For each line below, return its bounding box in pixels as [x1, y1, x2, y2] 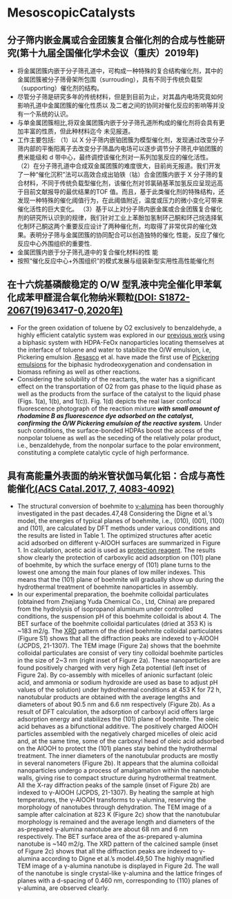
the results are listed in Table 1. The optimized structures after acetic [17, 531, 212, 540]
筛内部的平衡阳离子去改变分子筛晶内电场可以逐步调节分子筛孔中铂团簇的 [17, 144, 223, 153]
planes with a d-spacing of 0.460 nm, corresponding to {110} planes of [17, 876, 219, 884]
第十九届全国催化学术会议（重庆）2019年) [19, 47, 199, 59]
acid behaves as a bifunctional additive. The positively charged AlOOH [17, 722, 218, 730]
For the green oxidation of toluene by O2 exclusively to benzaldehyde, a [17, 323, 222, 332]
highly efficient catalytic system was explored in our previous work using [17, 330, 225, 339]
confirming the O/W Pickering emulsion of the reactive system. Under [17, 419, 222, 427]
